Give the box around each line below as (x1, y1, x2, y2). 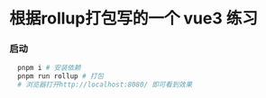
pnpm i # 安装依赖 (17, 64, 81, 73)
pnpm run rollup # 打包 (17, 72, 104, 81)
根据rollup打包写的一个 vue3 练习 (9, 8, 259, 29)
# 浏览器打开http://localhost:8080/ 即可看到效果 (17, 80, 193, 90)
